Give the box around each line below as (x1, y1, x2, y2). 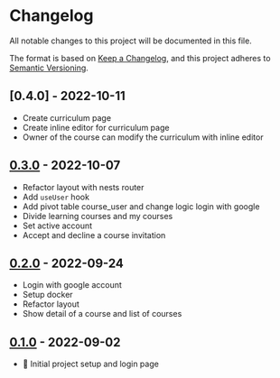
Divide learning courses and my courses (22, 210, 173, 221)
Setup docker (22, 290, 74, 300)
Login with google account (22, 280, 122, 290)
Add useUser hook (22, 191, 90, 202)
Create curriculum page (22, 112, 111, 123)
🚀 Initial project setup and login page (22, 358, 160, 370)
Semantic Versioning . (9, 62, 89, 73)
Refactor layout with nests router (22, 181, 145, 192)
